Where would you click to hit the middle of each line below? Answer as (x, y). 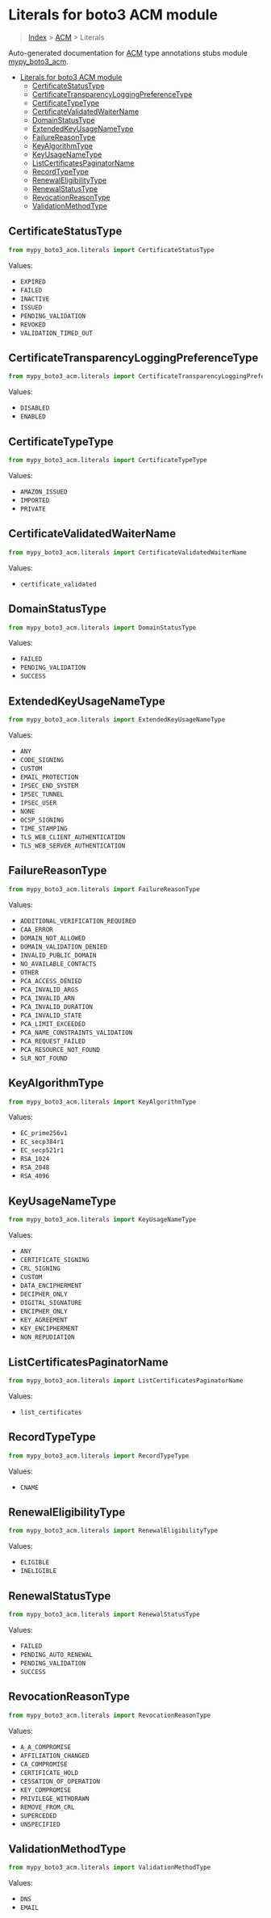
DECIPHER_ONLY (44, 1294)
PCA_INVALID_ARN (47, 998)
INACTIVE (35, 299)
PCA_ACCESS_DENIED (51, 981)
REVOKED (33, 325)
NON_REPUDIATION (47, 1338)
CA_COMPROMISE (44, 1764)
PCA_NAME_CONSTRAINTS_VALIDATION (76, 1033)
